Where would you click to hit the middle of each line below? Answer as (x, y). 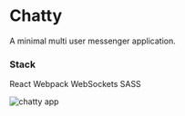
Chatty (36, 16)
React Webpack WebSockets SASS (75, 84)
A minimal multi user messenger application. (92, 41)
